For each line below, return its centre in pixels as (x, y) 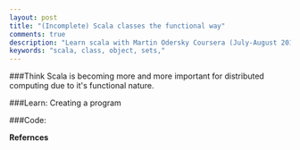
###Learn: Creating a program (66, 103)
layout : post (33, 17)
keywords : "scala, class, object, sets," (87, 51)
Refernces (29, 137)
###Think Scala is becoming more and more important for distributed (137, 76)
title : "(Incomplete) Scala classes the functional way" (117, 26)
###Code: (28, 121)
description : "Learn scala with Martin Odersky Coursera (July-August (143, 42)
